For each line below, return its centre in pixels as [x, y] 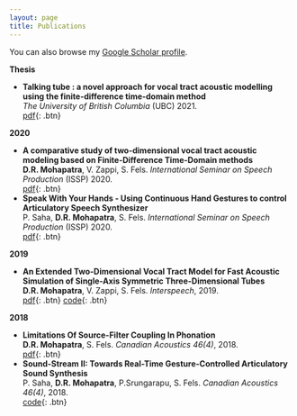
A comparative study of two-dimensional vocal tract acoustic [139, 150]
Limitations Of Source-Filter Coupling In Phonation [119, 335]
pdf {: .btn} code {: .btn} [65, 300]
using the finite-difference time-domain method [114, 96]
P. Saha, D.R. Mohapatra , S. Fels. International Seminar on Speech [146, 217]
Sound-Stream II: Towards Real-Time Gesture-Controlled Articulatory [155, 363]
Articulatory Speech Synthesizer [85, 207]
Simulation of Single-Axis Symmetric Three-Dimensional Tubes [144, 281]
